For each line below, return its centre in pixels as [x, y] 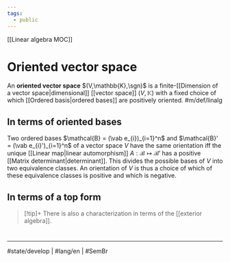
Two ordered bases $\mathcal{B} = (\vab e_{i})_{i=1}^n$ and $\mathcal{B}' [113, 138]
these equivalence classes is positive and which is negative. [92, 176]
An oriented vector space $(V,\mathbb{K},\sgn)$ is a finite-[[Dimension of [113, 86]
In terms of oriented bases [64, 121]
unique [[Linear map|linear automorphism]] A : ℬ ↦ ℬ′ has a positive [104, 153]
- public [26, 20]
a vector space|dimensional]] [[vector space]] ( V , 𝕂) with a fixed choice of [112, 93]
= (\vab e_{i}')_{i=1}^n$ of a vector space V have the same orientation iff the [114, 146]
